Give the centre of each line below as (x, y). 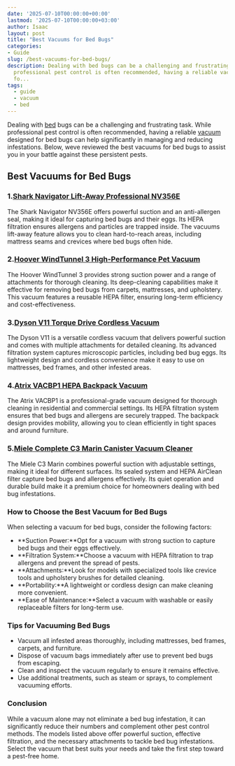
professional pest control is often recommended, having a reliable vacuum (114, 132)
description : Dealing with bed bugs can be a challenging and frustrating (119, 66)
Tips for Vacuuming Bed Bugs (59, 625)
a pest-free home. (33, 756)
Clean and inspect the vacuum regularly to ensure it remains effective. (119, 671)
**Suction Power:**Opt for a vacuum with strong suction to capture (116, 541)
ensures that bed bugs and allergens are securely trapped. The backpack (113, 416)
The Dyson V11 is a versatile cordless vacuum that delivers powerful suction (116, 338)
